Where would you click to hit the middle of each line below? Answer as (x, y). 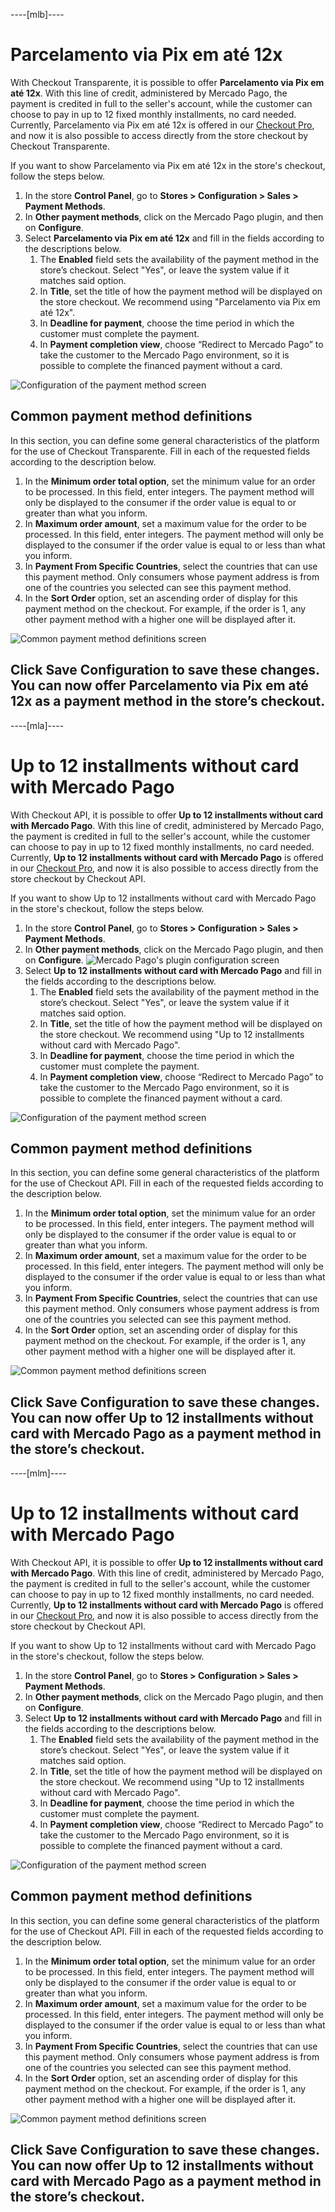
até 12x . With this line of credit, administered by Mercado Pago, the (149, 93)
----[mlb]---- (37, 14)
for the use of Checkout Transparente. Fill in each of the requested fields (160, 451)
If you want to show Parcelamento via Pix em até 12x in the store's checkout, (168, 165)
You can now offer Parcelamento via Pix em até (159, 685)
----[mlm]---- (38, 1473)
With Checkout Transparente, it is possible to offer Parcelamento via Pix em (167, 82)
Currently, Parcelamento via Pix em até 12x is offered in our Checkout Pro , (162, 125)
